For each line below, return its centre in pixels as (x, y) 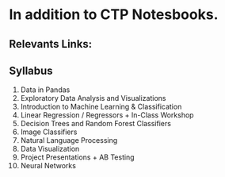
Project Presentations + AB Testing (77, 157)
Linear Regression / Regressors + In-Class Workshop (107, 115)
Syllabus (31, 70)
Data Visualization (50, 149)
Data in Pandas (45, 90)
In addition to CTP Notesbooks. (114, 15)
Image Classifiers (49, 132)
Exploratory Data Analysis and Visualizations (93, 98)
